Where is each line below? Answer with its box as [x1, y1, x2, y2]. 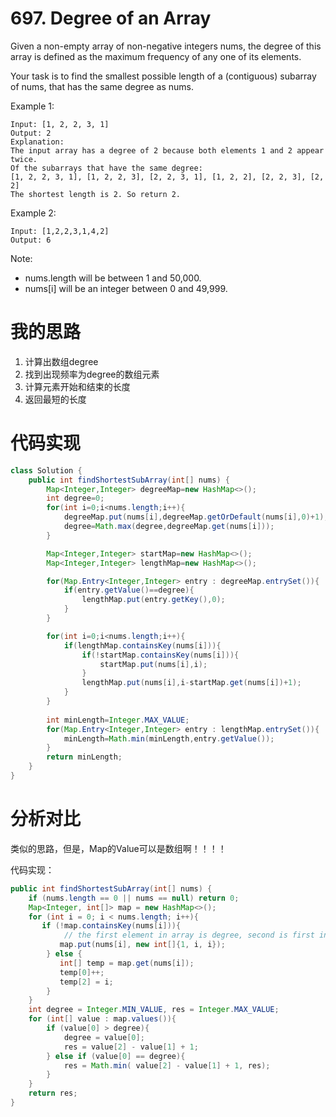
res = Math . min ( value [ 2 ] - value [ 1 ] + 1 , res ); [63, 1060, 271, 1071]
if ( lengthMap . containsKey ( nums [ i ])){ [63, 640, 222, 651]
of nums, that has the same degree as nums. [10, 80, 195, 92]
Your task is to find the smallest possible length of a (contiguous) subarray [10, 70, 317, 82]
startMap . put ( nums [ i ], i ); [99, 659, 208, 669]
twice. [10, 154, 38, 164]
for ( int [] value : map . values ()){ [28, 1014, 177, 1024]
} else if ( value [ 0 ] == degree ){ [46, 1051, 186, 1061]
